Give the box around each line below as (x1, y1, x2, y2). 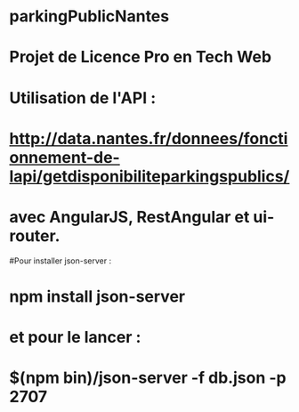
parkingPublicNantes (9, 6, 170, 27)
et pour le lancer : (9, 327, 141, 348)
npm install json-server (9, 287, 185, 306)
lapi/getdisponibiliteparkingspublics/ (9, 166, 290, 186)
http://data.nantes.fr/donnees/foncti (9, 128, 288, 149)
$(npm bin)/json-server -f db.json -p (9, 368, 287, 388)
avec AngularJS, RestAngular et (9, 206, 250, 227)
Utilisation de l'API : (9, 87, 157, 108)
